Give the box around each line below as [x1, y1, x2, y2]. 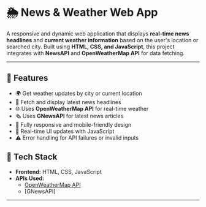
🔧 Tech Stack [6, 152, 58, 162]
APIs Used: [15, 175, 45, 182]
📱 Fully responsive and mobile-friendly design [15, 121, 132, 128]
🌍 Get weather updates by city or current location [15, 89, 142, 97]
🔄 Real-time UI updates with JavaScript [15, 127, 115, 135]
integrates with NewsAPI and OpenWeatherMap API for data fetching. [6, 49, 185, 56]
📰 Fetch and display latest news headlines [15, 98, 121, 105]
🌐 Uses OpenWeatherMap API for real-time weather [15, 105, 149, 112]
